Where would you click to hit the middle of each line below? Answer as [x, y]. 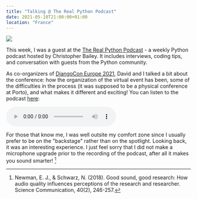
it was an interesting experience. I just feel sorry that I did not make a [89, 147]
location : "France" [30, 22]
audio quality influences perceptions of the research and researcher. [97, 184]
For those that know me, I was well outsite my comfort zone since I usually [96, 135]
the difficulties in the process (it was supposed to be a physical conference [97, 86]
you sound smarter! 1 [31, 160]
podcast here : [23, 99]
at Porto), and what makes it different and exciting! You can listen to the [92, 92]
